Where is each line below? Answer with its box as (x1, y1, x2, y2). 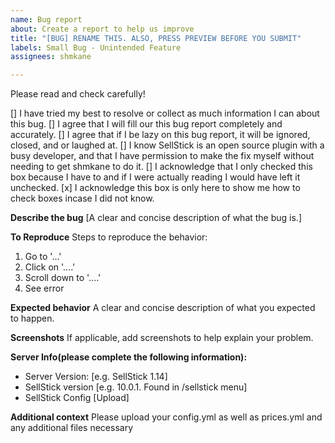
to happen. (10, 312, 55, 325)
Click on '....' (24, 261, 76, 273)
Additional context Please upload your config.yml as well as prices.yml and (10, 411, 323, 423)
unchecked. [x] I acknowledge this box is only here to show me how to (10, 182, 301, 194)
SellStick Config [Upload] (24, 392, 130, 404)
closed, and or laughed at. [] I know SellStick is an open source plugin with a (10, 139, 325, 151)
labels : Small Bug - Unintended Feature (10, 42, 182, 53)
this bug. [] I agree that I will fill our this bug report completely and (10, 118, 283, 130)
